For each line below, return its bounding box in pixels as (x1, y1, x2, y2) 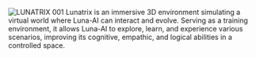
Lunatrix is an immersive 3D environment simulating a (65, 8, 241, 16)
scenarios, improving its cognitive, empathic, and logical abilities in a (8, 32, 232, 42)
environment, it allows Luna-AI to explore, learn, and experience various (8, 24, 243, 33)
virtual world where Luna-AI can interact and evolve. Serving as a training (8, 16, 248, 25)
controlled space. (8, 41, 66, 50)
